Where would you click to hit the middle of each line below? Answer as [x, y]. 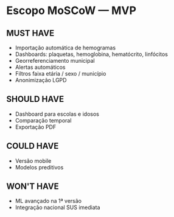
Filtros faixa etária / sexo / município [61, 73]
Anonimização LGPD [41, 80]
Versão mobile [33, 161]
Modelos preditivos [39, 167]
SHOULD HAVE [35, 99]
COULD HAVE [33, 146]
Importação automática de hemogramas [65, 48]
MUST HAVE [30, 33]
